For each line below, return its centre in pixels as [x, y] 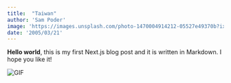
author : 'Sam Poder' [37, 20]
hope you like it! [30, 60]
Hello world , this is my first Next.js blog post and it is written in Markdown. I [114, 52]
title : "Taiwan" [32, 13]
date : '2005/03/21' [35, 33]
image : [16, 26]
